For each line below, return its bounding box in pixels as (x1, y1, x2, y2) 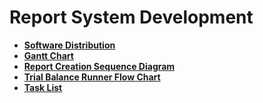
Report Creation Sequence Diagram (23, 60, 176, 72)
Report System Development (9, 6, 254, 29)
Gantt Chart (23, 49, 74, 61)
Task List (23, 81, 63, 93)
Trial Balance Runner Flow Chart (23, 71, 161, 83)
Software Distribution (23, 39, 116, 51)
